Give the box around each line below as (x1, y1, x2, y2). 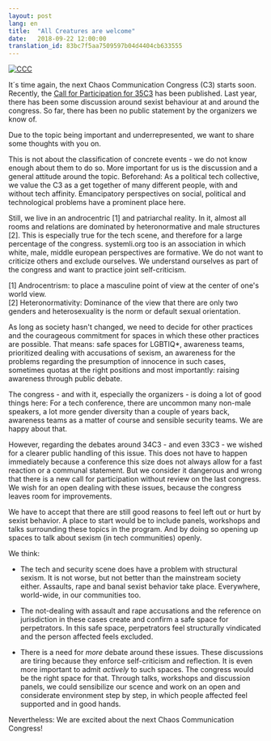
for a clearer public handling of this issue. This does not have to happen (8, 448, 248, 458)
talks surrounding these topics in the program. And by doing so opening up (8, 525, 259, 534)
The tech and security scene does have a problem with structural (19, 564, 238, 574)
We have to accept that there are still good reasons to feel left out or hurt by (8, 508, 261, 517)
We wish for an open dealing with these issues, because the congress (8, 483, 242, 493)
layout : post (8, 11, 53, 20)
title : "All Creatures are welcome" (8, 27, 136, 35)
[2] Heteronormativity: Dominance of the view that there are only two (8, 298, 239, 308)
